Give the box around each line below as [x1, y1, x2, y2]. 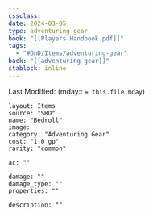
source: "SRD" [8, 109, 56, 117]
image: [8, 123, 31, 131]
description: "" [8, 201, 63, 209]
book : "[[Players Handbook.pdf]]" [8, 34, 125, 43]
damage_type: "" [8, 179, 63, 188]
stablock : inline [8, 65, 67, 73]
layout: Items [8, 102, 56, 110]
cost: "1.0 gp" [8, 137, 60, 145]
